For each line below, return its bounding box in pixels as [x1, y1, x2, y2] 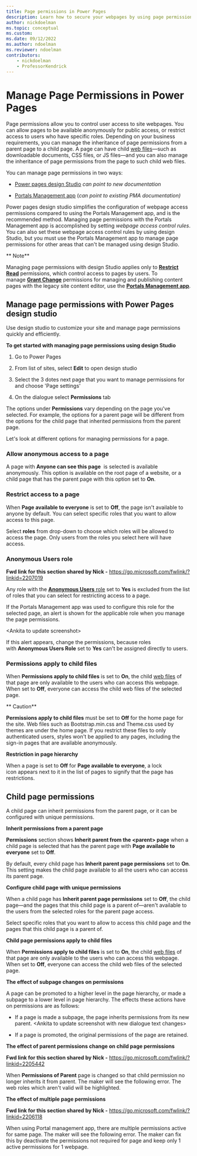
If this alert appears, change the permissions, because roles [6, 639, 151, 646]
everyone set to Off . [6, 849, 56, 856]
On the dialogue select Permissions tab [14, 394, 111, 401]
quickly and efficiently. [6, 330, 61, 338]
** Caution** [6, 703, 37, 710]
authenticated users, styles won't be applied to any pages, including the [6, 733, 181, 740]
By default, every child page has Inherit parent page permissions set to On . [6, 860, 191, 867]
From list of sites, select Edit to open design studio [14, 365, 138, 372]
